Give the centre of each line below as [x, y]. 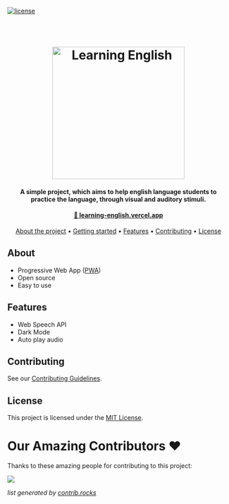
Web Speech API [42, 324]
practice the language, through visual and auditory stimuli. [118, 199]
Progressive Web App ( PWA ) [59, 270]
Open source [36, 277]
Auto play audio [40, 340]
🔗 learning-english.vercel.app [118, 215]
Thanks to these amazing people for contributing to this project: [100, 466]
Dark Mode [34, 332]
